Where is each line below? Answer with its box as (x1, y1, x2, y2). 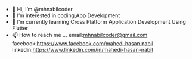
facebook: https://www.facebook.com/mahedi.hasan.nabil (11, 40, 154, 47)
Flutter (11, 24, 29, 32)
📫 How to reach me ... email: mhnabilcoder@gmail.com (11, 32, 148, 38)
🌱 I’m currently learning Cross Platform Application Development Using (11, 18, 187, 25)
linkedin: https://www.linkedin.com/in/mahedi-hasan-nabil (11, 46, 153, 53)
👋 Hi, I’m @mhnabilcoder (11, 6, 73, 13)
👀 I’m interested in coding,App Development (11, 12, 120, 19)
